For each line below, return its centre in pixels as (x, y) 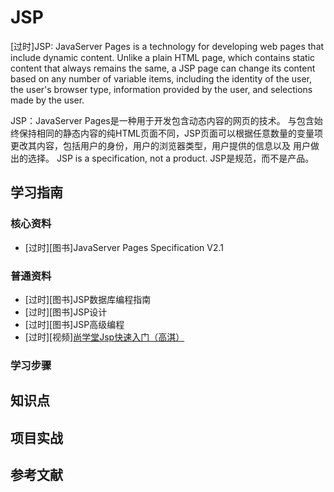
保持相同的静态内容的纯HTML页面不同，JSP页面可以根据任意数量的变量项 (170, 133)
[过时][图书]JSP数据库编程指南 (88, 299)
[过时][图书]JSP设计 (66, 312)
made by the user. (47, 100)
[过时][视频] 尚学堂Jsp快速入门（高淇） (104, 337)
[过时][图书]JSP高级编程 (74, 324)
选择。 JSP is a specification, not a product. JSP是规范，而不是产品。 (171, 158)
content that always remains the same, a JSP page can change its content (163, 68)
